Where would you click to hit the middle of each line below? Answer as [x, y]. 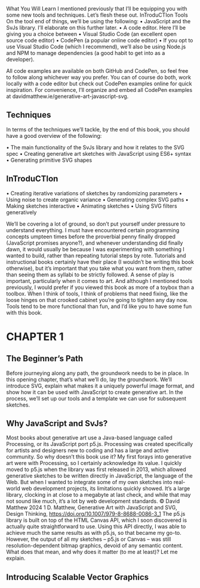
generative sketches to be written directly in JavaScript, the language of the [99, 476]
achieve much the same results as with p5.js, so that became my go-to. [94, 533]
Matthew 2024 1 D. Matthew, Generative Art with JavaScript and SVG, [92, 507]
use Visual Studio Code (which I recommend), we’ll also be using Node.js [96, 47]
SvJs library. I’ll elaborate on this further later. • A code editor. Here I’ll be [96, 27]
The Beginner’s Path [45, 358]
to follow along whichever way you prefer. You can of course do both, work [99, 77]
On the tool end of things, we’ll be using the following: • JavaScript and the [99, 21]
